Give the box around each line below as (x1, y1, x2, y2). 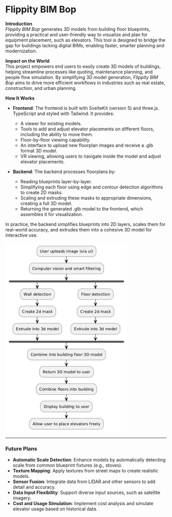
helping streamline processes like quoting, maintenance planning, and (5, 68, 153, 75)
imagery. (12, 495, 32, 501)
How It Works (5, 95, 35, 101)
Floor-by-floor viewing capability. (20, 137, 91, 143)
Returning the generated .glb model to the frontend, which (20, 205, 143, 212)
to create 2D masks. (20, 189, 63, 196)
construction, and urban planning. (5, 85, 77, 91)
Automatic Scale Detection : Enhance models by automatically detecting (12, 457, 166, 463)
